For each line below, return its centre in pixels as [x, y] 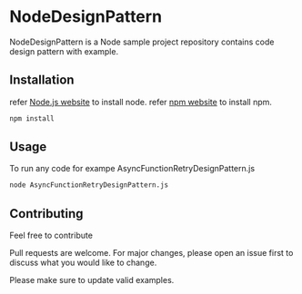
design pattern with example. [64, 51]
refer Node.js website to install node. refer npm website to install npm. [141, 102]
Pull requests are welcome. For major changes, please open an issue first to [151, 253]
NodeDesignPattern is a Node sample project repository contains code [142, 42]
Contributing [46, 214]
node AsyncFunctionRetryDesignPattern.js [89, 185]
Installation [42, 80]
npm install [32, 118]
